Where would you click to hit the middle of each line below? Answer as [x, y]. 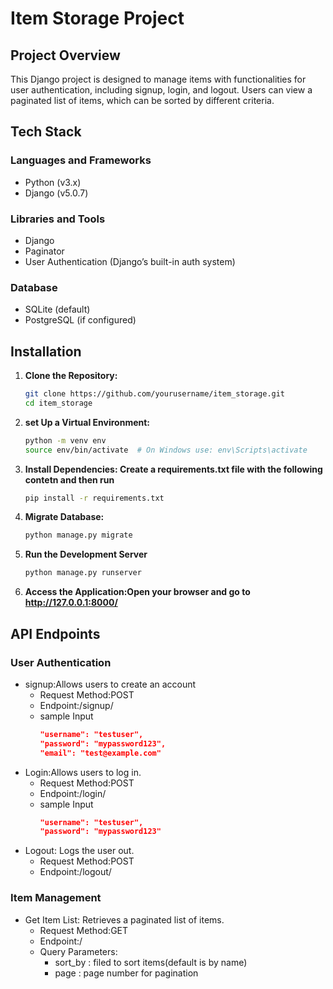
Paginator [44, 251]
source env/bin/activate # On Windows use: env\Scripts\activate [166, 450]
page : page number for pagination [126, 973]
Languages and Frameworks [81, 160]
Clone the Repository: [71, 376]
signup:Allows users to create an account [110, 684]
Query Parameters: [78, 951]
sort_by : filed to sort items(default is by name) [151, 962]
